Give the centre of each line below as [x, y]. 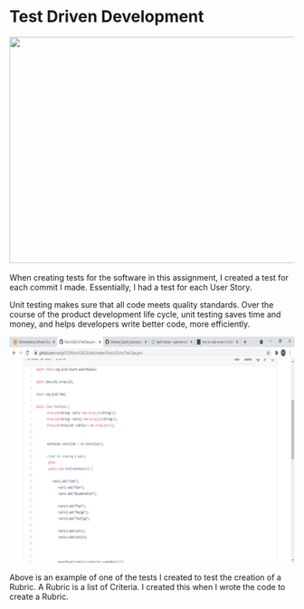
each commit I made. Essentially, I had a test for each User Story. [131, 287]
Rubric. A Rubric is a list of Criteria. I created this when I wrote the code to [147, 586]
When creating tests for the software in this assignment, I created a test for [149, 277]
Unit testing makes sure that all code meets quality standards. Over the [142, 304]
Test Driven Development [107, 17]
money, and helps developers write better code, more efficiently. [130, 324]
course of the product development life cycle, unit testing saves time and [145, 314]
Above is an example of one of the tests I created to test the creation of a [146, 577]
